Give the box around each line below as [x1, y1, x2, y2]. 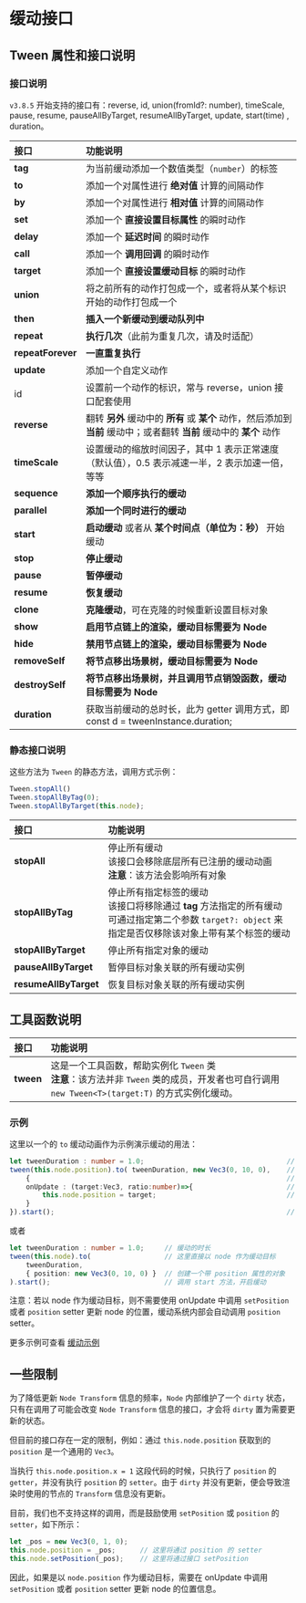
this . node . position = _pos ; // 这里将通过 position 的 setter [9, 1546, 262, 1556]
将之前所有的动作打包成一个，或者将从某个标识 [86, 282, 287, 295]
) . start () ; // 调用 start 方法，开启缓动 [9, 1277, 267, 1286]
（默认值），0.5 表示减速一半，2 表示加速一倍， [86, 456, 290, 469]
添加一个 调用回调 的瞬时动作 [86, 247, 209, 260]
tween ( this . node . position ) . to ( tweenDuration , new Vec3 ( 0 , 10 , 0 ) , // [9, 1165, 296, 1174]
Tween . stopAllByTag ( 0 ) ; [9, 793, 100, 803]
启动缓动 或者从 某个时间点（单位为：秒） [86, 521, 264, 534]
